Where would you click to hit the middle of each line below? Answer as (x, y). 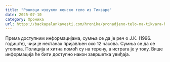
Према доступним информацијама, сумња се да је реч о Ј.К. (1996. (78, 38)
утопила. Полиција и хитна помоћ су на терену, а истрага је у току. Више (84, 49)
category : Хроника (25, 19)
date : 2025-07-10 (24, 15)
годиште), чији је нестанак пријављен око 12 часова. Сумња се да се (80, 44)
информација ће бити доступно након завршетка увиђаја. (68, 54)
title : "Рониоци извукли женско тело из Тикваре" (59, 10)
